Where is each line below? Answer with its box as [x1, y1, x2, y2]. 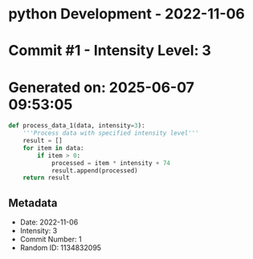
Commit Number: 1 [19, 234, 82, 245]
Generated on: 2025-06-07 [8, 78, 195, 96]
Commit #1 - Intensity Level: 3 [8, 42, 211, 60]
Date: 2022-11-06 [19, 217, 79, 227]
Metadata [8, 196, 58, 209]
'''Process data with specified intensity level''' [22, 129, 199, 137]
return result [22, 174, 70, 182]
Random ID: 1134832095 [19, 243, 102, 253]
